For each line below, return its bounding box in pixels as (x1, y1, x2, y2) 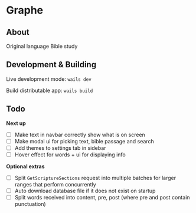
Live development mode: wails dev (6, 75, 92, 83)
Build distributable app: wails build (6, 87, 93, 94)
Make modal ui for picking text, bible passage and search (14, 137, 155, 145)
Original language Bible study (6, 42, 78, 50)
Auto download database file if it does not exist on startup (14, 187, 156, 194)
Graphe (6, 4, 44, 17)
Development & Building (6, 60, 96, 70)
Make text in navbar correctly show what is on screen (14, 131, 146, 138)
